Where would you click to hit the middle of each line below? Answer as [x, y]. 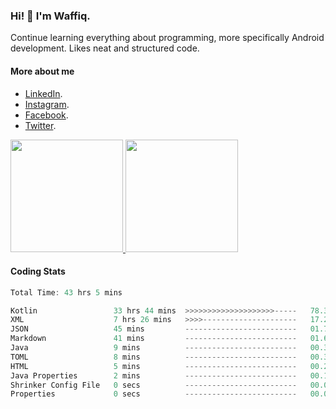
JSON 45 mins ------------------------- [154, 329]
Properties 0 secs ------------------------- [154, 394]
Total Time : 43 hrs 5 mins [66, 292]
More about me [42, 71]
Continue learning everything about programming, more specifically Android [167, 38]
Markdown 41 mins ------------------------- [154, 339]
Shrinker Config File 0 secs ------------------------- [154, 385]
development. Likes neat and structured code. [105, 48]
